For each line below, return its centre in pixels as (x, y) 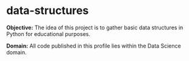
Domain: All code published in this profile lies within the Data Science (94, 46)
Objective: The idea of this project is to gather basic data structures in (95, 27)
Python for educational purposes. (48, 34)
